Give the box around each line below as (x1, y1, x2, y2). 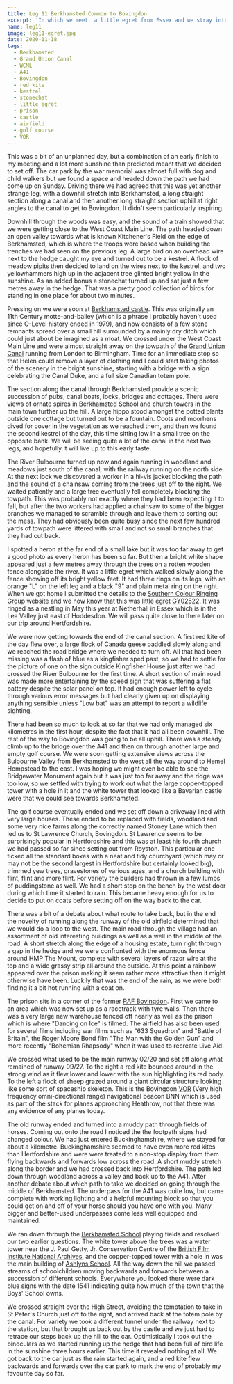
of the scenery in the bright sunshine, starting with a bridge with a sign (7, 364, 209, 372)
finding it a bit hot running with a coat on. (7, 984, 125, 992)
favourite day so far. (7, 1369, 64, 1378)
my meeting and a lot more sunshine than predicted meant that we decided (7, 159, 222, 168)
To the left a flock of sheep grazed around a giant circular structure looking (7, 1077, 222, 1086)
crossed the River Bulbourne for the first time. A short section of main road (7, 670, 221, 678)
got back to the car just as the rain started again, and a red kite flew (7, 1355, 201, 1363)
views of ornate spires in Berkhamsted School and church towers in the (7, 400, 212, 408)
